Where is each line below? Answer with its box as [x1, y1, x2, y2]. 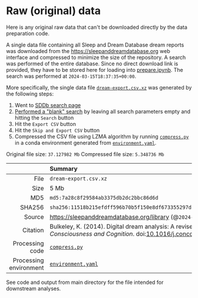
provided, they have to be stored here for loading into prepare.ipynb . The [6, 66, 184, 73]
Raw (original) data [6, 4, 101, 18]
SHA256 [19, 203, 44, 211]
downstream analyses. [6, 284, 61, 292]
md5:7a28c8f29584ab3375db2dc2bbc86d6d [49, 194, 159, 201]
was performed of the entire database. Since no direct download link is [6, 60, 179, 67]
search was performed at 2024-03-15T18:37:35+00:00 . [6, 72, 137, 80]
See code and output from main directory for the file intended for [6, 279, 164, 286]
